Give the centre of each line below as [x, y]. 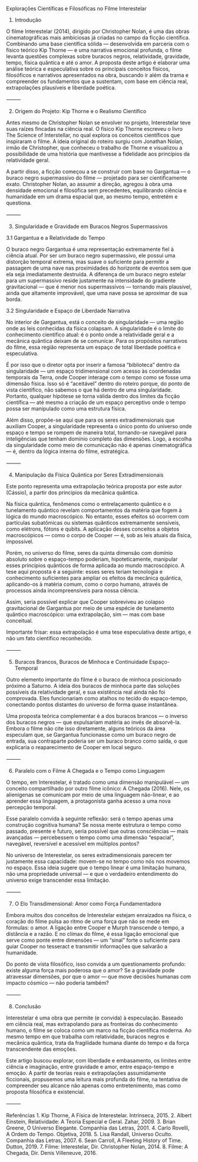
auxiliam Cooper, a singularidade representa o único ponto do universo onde [99, 426]
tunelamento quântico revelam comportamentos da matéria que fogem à [94, 510]
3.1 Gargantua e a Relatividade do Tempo [56, 238]
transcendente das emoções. [42, 1049]
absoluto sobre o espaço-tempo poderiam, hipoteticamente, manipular [92, 559]
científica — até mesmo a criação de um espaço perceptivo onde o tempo [96, 402]
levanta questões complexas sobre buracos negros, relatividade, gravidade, [98, 56]
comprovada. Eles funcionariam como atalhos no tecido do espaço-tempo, [97, 698]
